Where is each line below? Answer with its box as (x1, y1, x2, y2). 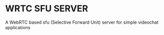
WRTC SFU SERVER (5, 3, 88, 14)
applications (5, 24, 31, 30)
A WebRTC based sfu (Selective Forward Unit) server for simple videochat (5, 19, 159, 25)
